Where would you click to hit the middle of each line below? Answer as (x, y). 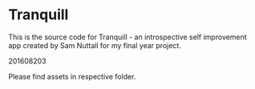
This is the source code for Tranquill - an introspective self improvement (127, 37)
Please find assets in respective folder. (72, 76)
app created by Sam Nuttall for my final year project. (95, 45)
